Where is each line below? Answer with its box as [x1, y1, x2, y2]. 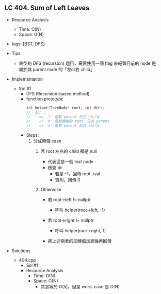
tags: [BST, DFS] [11, 41, 45, 47]
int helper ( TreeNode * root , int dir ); [26, 105, 105, 110]
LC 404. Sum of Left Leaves [4, 4, 90, 12]
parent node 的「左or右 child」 [32, 66, 95, 72]
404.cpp [18, 257, 36, 263]
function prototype [26, 96, 64, 102]
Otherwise [40, 187, 62, 193]
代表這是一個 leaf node [48, 159, 94, 165]
